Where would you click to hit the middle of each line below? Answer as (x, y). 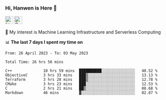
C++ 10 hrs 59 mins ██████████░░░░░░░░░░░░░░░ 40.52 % (81, 71)
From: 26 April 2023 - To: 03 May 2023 (47, 53)
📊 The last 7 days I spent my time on (44, 42)
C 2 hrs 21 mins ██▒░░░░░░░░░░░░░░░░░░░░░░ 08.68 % (81, 88)
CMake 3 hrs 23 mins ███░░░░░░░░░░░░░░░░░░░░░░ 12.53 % (81, 84)
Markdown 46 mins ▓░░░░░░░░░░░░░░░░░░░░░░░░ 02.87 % (81, 93)
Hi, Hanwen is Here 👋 (31, 8)
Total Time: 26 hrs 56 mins (34, 62)
